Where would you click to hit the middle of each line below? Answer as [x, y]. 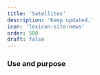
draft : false [26, 40]
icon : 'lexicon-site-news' [46, 26]
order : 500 [23, 33]
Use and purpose [37, 64]
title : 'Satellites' [37, 14]
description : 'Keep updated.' [51, 20]
